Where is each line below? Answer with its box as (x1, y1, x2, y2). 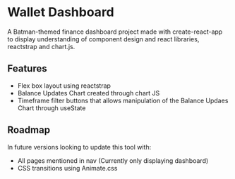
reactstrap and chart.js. (7, 42, 76, 51)
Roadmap (7, 124, 51, 136)
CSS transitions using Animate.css (17, 164, 118, 172)
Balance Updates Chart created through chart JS (17, 88, 160, 97)
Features (7, 62, 47, 74)
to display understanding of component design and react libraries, (7, 34, 200, 43)
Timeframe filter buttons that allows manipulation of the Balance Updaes (17, 96, 229, 105)
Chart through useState (17, 103, 86, 112)
